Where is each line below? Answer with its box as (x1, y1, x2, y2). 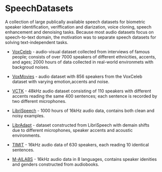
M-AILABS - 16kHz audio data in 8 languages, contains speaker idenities (12, 156, 157, 162)
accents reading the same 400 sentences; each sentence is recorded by (12, 93, 158, 99)
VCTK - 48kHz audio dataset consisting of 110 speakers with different (12, 88, 151, 94)
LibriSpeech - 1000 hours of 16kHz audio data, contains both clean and (12, 107, 155, 114)
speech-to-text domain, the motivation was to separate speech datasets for (5, 34, 156, 40)
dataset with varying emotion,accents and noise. (12, 78, 110, 85)
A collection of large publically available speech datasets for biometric (5, 19, 146, 25)
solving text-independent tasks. (5, 39, 69, 45)
